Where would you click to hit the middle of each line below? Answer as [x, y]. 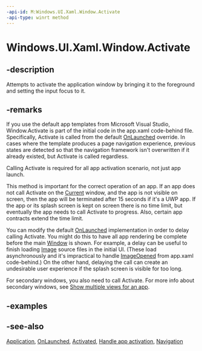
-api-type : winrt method [37, 18]
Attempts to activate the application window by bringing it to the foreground [101, 84]
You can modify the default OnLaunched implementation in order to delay [98, 230]
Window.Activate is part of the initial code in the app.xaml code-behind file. [100, 131]
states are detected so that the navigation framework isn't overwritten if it [98, 150]
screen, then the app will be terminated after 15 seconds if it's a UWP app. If [101, 199]
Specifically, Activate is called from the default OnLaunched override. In [96, 137]
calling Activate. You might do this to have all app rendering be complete [97, 237]
